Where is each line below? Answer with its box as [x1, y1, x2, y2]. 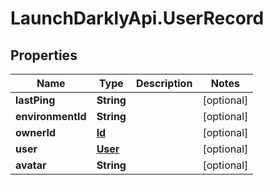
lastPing [15, 93, 56, 107]
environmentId [15, 110, 87, 123]
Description [135, 77, 193, 90]
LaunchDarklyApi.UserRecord [10, 7, 265, 30]
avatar [15, 158, 47, 172]
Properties [10, 47, 78, 64]
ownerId [15, 126, 57, 139]
